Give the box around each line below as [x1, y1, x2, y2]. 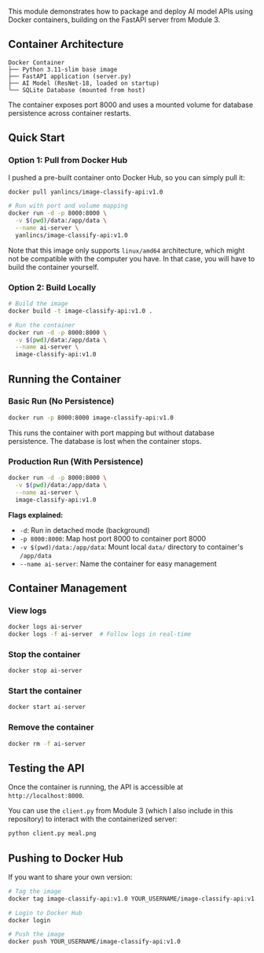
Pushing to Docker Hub [8, 851, 124, 865]
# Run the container [8, 321, 76, 329]
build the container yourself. [8, 262, 100, 271]
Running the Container [8, 372, 122, 386]
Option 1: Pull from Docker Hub [8, 155, 128, 166]
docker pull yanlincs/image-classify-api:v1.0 [8, 188, 163, 196]
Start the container [8, 685, 82, 696]
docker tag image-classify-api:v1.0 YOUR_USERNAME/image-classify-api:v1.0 [8, 895, 262, 903]
